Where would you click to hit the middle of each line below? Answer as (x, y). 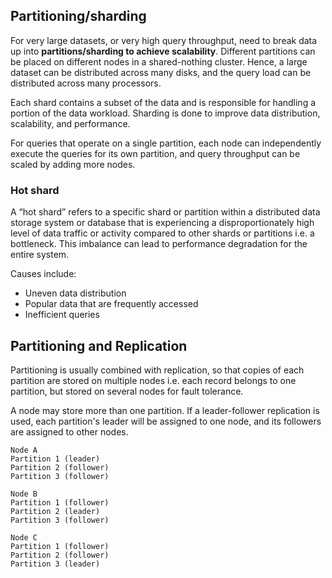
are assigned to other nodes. (69, 431)
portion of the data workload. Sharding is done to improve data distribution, (165, 113)
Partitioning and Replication (99, 345)
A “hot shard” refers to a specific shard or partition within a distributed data (165, 212)
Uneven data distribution (75, 293)
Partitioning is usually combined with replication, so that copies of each (157, 370)
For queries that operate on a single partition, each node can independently (166, 143)
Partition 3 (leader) (55, 564)
